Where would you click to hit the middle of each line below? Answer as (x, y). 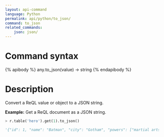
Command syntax (42, 56)
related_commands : (24, 28)
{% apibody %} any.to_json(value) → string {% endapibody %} (68, 69)
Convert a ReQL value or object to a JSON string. (54, 103)
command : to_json (23, 23)
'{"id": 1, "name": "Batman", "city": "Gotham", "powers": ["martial (77, 130)
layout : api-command (26, 9)
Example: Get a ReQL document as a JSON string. (56, 112)
